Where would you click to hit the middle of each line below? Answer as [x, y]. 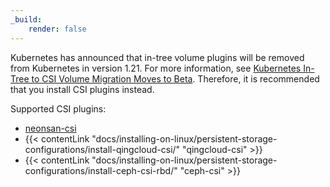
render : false [57, 29]
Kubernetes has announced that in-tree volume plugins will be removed [157, 57]
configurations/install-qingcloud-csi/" [102, 149]
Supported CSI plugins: [58, 108]
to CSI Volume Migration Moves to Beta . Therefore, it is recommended [175, 78]
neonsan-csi [50, 128]
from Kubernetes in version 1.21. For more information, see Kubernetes [156, 68]
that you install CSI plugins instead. [82, 89]
